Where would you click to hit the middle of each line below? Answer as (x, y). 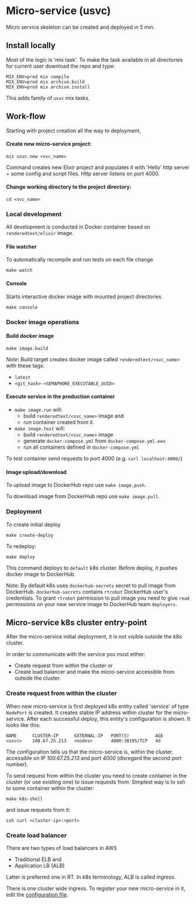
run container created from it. (59, 422)
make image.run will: (38, 410)
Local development (34, 214)
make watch (19, 270)
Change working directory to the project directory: (69, 187)
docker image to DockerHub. (41, 574)
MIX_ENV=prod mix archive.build (45, 82)
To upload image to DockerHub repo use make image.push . (76, 485)
